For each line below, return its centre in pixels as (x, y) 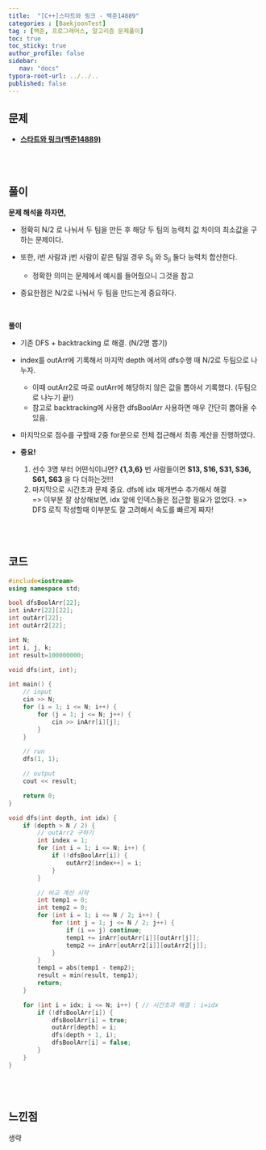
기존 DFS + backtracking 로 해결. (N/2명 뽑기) (94, 342)
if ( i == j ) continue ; (104, 930)
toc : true (25, 38)
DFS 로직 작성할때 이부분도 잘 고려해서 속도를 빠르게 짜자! (123, 509)
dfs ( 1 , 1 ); (41, 759)
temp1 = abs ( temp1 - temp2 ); (86, 968)
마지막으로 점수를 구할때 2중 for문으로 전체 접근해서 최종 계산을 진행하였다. (137, 434)
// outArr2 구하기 (66, 833)
